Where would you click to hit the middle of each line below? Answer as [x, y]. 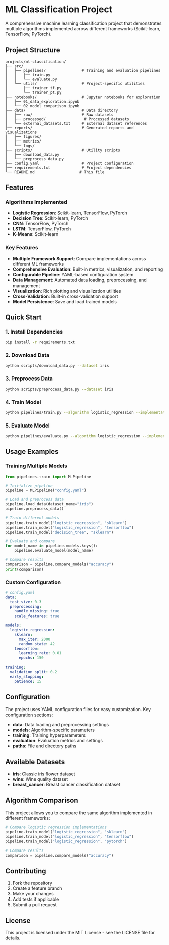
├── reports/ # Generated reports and [70, 128]
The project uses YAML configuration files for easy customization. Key [78, 709]
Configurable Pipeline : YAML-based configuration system [73, 274]
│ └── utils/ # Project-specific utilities [75, 84]
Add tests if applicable [36, 899]
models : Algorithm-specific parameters [53, 730]
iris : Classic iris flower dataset [44, 774]
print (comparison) [24, 569]
